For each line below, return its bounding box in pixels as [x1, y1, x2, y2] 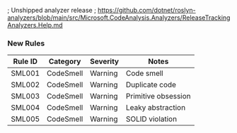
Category [48, 56, 81, 66]
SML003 [11, 91, 40, 101]
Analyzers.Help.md [7, 21, 63, 29]
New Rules [7, 38, 45, 48]
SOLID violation [125, 114, 178, 124]
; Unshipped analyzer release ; [7, 6, 97, 14]
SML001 [11, 68, 40, 78]
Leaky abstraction [125, 103, 186, 113]
